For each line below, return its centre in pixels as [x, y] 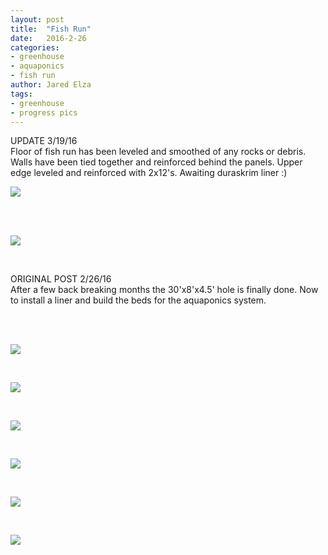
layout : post [37, 19]
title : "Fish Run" [51, 29]
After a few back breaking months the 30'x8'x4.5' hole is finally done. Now [164, 290]
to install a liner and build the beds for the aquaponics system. [138, 300]
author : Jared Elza [51, 85]
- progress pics [44, 112]
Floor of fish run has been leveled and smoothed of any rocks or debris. [158, 152]
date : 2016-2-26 [48, 38]
